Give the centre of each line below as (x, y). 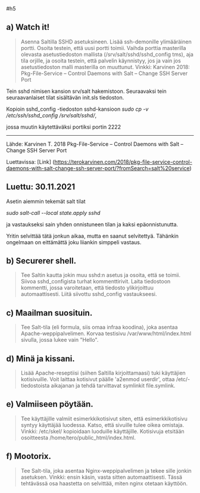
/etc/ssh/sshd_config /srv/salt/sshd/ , (51, 115)
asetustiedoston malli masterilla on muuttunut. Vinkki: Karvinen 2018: (105, 67)
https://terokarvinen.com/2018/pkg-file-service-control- (123, 162)
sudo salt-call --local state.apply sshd (53, 213)
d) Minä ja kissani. (41, 359)
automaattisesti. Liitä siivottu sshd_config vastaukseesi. (89, 294)
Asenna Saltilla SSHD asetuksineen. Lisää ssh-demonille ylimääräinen (106, 42)
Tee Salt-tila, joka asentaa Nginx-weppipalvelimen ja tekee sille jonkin (106, 470)
